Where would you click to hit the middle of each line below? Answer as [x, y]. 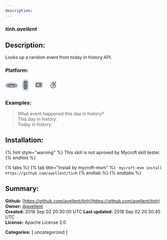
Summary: [22, 189]
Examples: [18, 102]
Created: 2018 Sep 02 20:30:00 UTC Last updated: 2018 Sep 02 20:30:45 [83, 211]
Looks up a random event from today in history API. [59, 57]
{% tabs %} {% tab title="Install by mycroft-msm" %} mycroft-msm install [84, 167]
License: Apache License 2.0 [36, 222]
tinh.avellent [21, 29]
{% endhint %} [21, 158]
